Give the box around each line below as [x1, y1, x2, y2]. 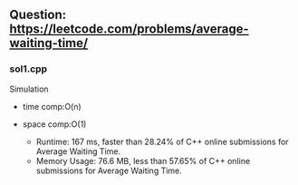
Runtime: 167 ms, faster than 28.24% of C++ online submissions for [35, 136, 289, 147]
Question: [9, 7, 67, 23]
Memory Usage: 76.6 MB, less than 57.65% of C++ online [35, 155, 251, 166]
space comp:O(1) [22, 118, 87, 130]
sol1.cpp [9, 63, 48, 75]
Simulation [9, 83, 49, 94]
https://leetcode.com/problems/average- [9, 22, 249, 37]
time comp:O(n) [22, 101, 82, 112]
